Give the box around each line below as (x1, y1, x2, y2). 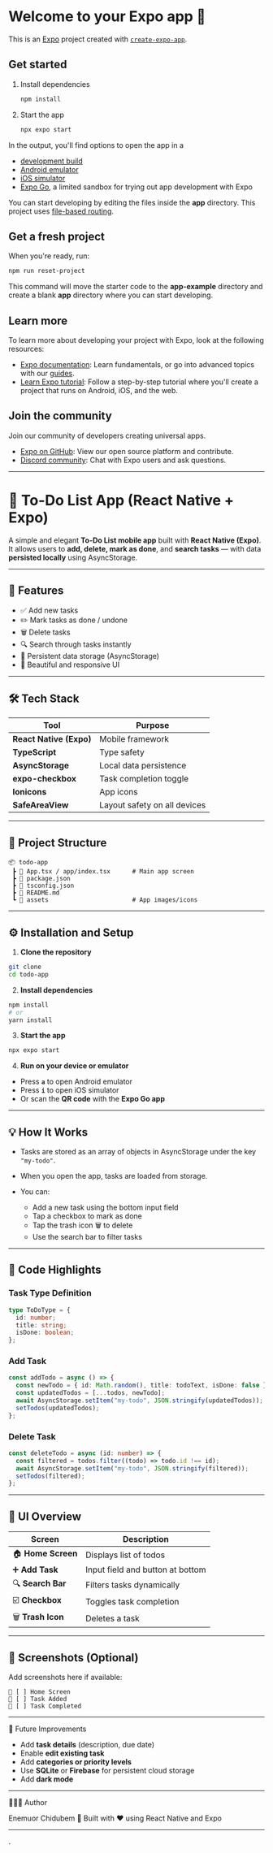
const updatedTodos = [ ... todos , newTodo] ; (15, 1389, 165, 1397)
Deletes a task (84, 1613, 140, 1624)
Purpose (135, 720, 170, 731)
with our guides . (19, 369, 75, 378)
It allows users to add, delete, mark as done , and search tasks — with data (8, 543, 262, 553)
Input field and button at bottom (84, 1564, 206, 1575)
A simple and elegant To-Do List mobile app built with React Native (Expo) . (8, 535, 262, 545)
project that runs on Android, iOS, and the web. (19, 386, 179, 395)
